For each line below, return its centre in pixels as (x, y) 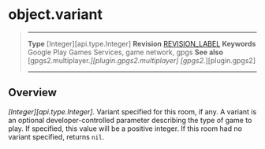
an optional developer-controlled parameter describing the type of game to (130, 120)
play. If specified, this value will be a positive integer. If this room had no (125, 129)
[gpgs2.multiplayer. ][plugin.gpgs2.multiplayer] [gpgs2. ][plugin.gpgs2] (142, 60)
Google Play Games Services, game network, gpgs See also (125, 52)
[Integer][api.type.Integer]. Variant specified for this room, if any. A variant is (132, 111)
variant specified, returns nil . (56, 136)
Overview (33, 93)
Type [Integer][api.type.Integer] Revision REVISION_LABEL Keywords (142, 43)
